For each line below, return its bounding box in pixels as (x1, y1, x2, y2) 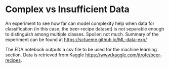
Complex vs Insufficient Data (5, 4, 130, 15)
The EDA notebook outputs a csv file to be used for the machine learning (5, 46, 157, 52)
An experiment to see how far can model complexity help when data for (5, 20, 155, 26)
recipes (5, 57, 21, 63)
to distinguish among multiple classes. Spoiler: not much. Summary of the (5, 31, 159, 37)
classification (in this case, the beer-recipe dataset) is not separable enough (5, 25, 164, 31)
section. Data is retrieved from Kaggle (5, 52, 85, 58)
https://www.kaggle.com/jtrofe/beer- (85, 52, 162, 58)
